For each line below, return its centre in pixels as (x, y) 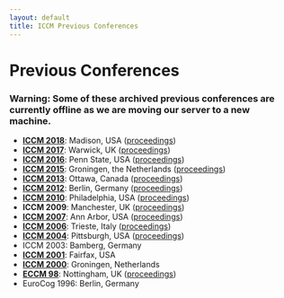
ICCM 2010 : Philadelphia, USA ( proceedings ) (106, 197)
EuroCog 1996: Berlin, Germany (80, 283)
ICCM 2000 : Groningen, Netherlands (91, 264)
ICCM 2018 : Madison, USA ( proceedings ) (99, 140)
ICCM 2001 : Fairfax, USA (69, 254)
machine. (31, 120)
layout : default (40, 18)
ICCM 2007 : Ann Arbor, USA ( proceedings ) (102, 216)
